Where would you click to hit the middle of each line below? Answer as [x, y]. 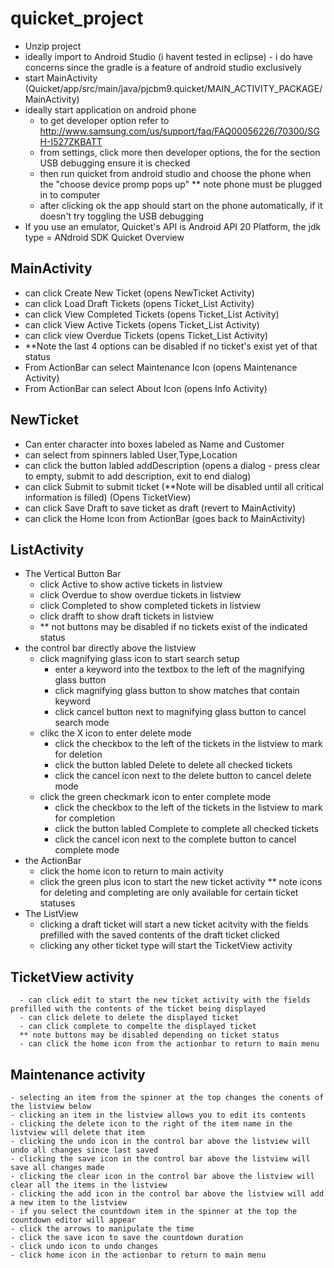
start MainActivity [61, 78]
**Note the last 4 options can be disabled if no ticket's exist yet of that [171, 346]
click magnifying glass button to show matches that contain [177, 691]
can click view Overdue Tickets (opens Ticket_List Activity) [146, 335]
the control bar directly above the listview [110, 648]
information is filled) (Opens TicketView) [108, 497]
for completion [85, 818]
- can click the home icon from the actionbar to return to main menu [169, 1044]
